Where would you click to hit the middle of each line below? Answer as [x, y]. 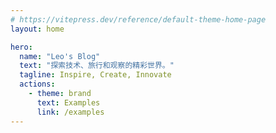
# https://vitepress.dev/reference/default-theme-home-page [138, 19]
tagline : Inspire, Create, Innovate [95, 75]
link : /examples [70, 112]
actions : [37, 84]
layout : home [37, 29]
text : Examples [68, 102]
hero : [21, 47]
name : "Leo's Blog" [60, 56]
